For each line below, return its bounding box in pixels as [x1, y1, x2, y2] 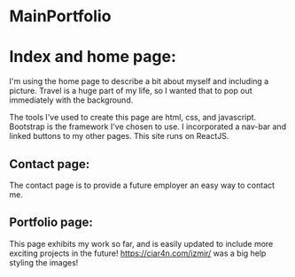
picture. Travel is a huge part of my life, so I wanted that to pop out [9, 86, 252, 96]
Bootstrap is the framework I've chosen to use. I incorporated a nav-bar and [9, 121, 286, 132]
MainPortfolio [9, 6, 112, 27]
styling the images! [9, 257, 79, 267]
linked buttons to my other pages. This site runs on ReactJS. [9, 131, 229, 142]
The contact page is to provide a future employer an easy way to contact [9, 180, 276, 190]
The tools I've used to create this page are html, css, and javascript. [9, 112, 257, 123]
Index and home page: [9, 47, 177, 67]
